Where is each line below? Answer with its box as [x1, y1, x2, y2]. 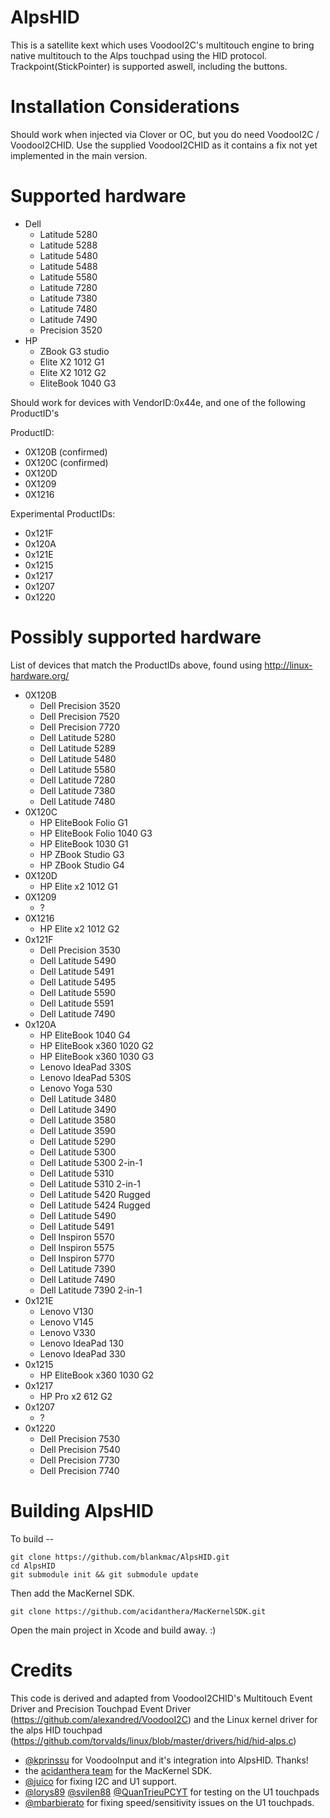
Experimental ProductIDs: [10, 507, 116, 520]
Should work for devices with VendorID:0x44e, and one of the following [10, 396, 306, 408]
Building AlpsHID [10, 1499, 154, 1522]
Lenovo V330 [39, 1326, 96, 1338]
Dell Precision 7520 [39, 710, 120, 722]
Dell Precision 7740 [39, 1464, 120, 1476]
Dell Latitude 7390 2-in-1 [39, 1284, 143, 1296]
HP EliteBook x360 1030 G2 [39, 1369, 154, 1381]
